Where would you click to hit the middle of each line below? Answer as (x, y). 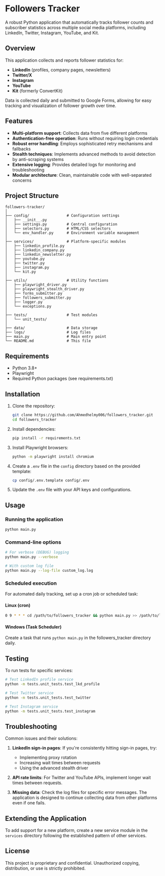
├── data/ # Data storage (51, 328)
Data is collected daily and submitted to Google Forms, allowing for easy (78, 100)
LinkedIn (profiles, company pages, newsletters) (61, 70)
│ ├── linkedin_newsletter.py (38, 255)
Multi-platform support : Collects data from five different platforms (80, 133)
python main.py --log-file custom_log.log (49, 570)
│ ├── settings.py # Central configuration (61, 224)
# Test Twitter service (29, 693)
